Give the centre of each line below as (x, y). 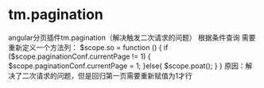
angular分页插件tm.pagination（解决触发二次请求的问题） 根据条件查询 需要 (132, 37)
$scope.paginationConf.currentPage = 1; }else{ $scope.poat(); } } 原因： (127, 66)
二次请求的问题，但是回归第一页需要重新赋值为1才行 (107, 75)
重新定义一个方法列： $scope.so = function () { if (88, 47)
